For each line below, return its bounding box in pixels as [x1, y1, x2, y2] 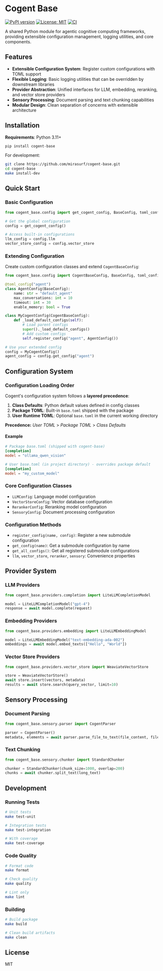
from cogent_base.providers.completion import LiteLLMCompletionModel [5, 592, 151, 598]
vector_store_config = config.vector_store [5, 241, 95, 246]
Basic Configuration [5, 199, 53, 206]
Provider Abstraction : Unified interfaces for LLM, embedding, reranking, [12, 86, 158, 92]
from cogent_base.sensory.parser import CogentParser [5, 721, 116, 726]
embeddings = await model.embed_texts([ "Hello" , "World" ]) [5, 642, 127, 647]
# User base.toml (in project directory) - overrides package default [5, 462, 151, 467]
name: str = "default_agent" [14, 291, 73, 296]
